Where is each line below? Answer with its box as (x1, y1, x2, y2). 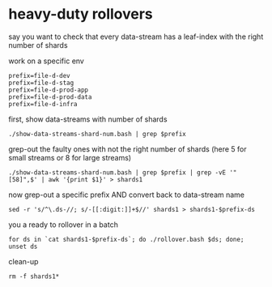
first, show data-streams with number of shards (8, 114, 168, 124)
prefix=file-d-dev (8, 71, 70, 79)
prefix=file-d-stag (8, 79, 74, 87)
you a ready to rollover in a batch (8, 220, 119, 229)
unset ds (8, 242, 38, 251)
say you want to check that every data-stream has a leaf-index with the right (8, 32, 264, 41)
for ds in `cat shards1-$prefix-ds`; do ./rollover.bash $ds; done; (8, 235, 244, 243)
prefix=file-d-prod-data (8, 92, 92, 101)
